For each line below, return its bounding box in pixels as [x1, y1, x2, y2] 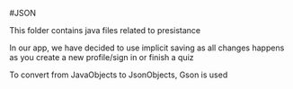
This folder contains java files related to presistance [9, 25, 201, 35]
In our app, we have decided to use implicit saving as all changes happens [9, 42, 285, 53]
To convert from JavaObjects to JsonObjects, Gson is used [9, 69, 228, 80]
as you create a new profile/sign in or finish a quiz [9, 52, 195, 62]
